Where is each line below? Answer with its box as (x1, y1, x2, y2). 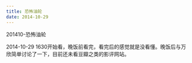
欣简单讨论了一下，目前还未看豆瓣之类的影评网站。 (6, 50, 130, 57)
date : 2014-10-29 (6, 14, 49, 20)
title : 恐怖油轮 (6, 8, 42, 15)
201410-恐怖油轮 (6, 30, 46, 38)
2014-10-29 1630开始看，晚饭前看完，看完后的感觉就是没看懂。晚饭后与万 (6, 43, 187, 50)
